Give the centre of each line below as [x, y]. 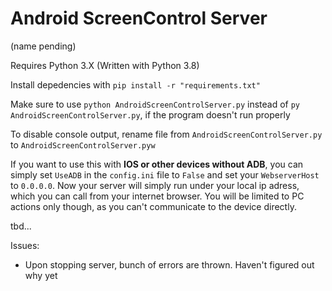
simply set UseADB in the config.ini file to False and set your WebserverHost [165, 174]
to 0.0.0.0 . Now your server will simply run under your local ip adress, [155, 185]
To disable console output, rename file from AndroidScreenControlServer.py [166, 134]
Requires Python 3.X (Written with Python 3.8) [105, 65]
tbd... [21, 226]
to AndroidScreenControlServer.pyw [83, 144]
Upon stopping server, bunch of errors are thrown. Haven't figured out [169, 264]
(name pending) [43, 46]
